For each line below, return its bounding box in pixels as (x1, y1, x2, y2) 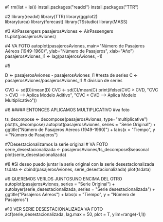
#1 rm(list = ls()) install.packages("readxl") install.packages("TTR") (5, 4, 139, 10)
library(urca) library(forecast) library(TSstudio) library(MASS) (5, 19, 128, 24)
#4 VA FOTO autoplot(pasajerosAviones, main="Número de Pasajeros (5, 43, 145, 48)
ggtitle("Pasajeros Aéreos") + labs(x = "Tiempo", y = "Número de (5, 192, 136, 197)
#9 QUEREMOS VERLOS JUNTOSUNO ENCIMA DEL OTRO (5, 176, 123, 181)
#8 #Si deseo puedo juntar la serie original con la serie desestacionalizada (5, 161, 155, 167)
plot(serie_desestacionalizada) (5, 152, 67, 157)
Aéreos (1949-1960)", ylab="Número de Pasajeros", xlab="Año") (5, 48, 134, 54)
